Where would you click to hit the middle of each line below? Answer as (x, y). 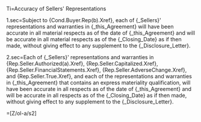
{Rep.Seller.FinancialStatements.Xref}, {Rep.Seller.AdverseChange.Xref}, (97, 70)
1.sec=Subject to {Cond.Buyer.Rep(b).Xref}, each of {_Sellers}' (84, 20)
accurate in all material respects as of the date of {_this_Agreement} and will (101, 33)
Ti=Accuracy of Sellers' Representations (56, 9)
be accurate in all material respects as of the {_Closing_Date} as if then (94, 39)
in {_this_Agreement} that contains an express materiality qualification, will (98, 83)
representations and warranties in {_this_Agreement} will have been (90, 27)
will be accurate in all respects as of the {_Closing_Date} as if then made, (97, 95)
